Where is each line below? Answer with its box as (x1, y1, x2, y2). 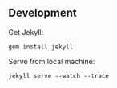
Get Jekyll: (8, 27, 44, 36)
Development (8, 6, 78, 20)
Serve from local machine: (8, 56, 95, 66)
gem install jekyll (8, 43, 74, 51)
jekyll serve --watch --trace (8, 71, 110, 80)
